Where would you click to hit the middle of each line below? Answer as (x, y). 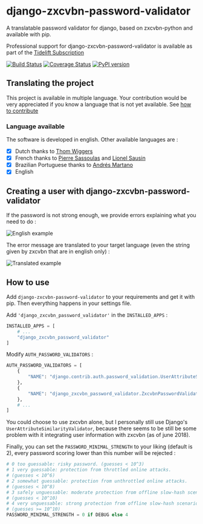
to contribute (22, 111)
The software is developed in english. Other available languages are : (92, 140)
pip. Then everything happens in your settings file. (69, 303)
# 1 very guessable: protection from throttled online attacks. (89, 470)
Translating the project (50, 83)
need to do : (21, 221)
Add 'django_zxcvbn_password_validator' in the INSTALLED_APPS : (87, 315)
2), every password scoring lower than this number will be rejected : (91, 453)
